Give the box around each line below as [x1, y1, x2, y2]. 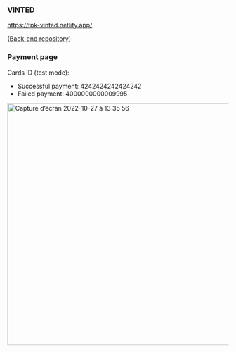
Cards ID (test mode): [7, 68, 70, 77]
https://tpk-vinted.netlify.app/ [7, 21, 93, 30]
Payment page [7, 52, 58, 62]
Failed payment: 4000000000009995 [17, 89, 128, 98]
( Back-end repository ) [7, 34, 72, 43]
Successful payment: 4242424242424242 [17, 82, 142, 90]
